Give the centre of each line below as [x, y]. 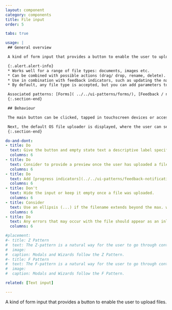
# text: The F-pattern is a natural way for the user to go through [81, 264]
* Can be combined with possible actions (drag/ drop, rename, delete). [87, 75]
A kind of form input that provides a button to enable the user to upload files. [86, 302]
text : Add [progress [32, 179]
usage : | [15, 43]
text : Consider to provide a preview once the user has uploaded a [83, 164]
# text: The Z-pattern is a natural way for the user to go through [81, 245]
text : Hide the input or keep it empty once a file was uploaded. [82, 193]
